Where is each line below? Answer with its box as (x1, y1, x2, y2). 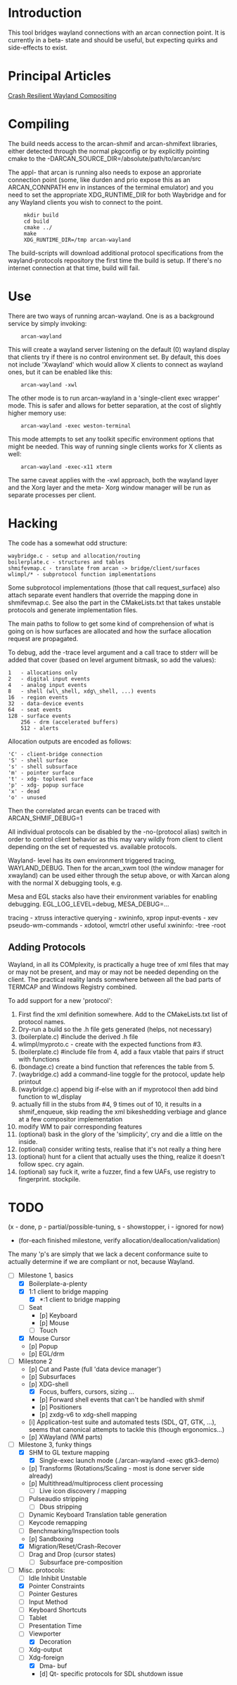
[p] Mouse (39, 1318, 70, 1327)
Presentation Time (28, 1622, 82, 1630)
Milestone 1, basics (18, 1271, 74, 1279)
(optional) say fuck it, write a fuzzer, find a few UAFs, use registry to (18, 1167, 217, 1176)
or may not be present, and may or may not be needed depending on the (8, 968, 219, 976)
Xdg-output (28, 1646, 63, 1654)
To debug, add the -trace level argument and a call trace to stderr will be (8, 647, 219, 657)
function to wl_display (18, 1092, 82, 1101)
